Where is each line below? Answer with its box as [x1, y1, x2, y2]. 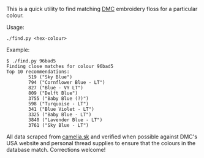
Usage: [6, 24, 25, 31]
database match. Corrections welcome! [6, 146, 106, 153]
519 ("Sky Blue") [28, 74, 72, 80]
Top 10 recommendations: [6, 69, 70, 75]
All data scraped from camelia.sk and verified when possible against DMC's [6, 133, 198, 140]
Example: [6, 46, 30, 53]
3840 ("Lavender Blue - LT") [28, 117, 103, 123]
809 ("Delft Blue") [28, 90, 78, 96]
